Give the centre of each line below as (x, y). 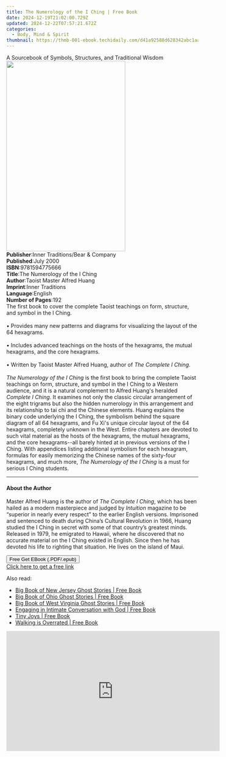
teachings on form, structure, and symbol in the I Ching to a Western (92, 384)
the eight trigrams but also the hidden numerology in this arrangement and (100, 403)
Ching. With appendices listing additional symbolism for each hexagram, (97, 449)
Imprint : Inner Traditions (36, 287)
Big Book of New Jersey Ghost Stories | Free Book (78, 590)
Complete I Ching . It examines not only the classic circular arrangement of (99, 397)
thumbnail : (20, 40)
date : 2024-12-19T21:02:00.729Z (47, 18)
